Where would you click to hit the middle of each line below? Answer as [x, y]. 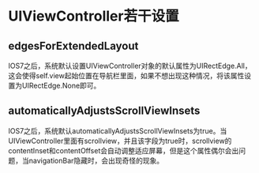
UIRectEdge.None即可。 [61, 85]
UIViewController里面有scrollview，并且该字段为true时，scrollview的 [120, 141]
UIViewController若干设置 [94, 16]
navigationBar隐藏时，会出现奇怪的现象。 [96, 160]
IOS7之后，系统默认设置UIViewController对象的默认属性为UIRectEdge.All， [130, 66]
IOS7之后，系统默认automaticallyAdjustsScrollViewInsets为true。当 [118, 130]
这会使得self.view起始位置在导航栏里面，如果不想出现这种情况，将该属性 [126, 75]
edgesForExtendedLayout [73, 45]
